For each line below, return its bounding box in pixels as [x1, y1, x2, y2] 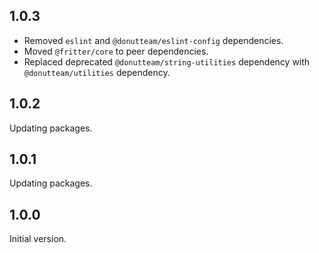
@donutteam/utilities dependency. [23, 66, 171, 78]
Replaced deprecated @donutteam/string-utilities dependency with [23, 55, 311, 68]
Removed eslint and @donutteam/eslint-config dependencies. [23, 34, 284, 46]
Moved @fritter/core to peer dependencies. [23, 45, 209, 57]
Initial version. [9, 233, 67, 245]
